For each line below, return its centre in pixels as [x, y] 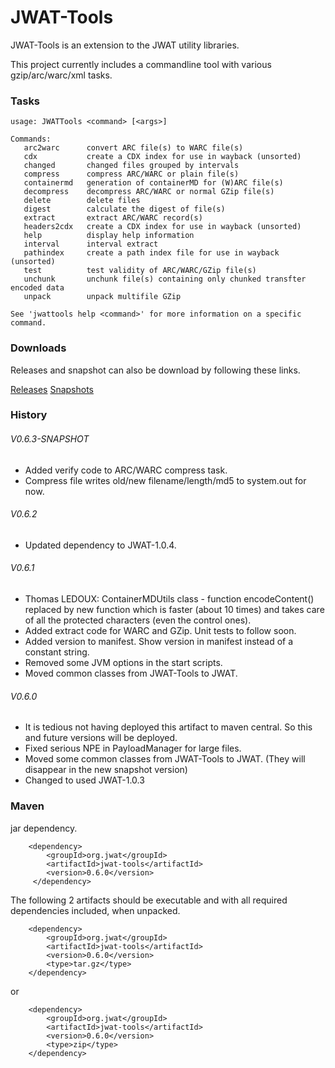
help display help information [109, 236]
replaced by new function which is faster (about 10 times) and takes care [174, 610]
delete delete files [82, 201]
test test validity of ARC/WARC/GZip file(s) [140, 271]
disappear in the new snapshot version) [106, 770]
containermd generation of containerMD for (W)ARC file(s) [153, 183]
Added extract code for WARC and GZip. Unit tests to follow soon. [160, 631]
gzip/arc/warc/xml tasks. [61, 75]
